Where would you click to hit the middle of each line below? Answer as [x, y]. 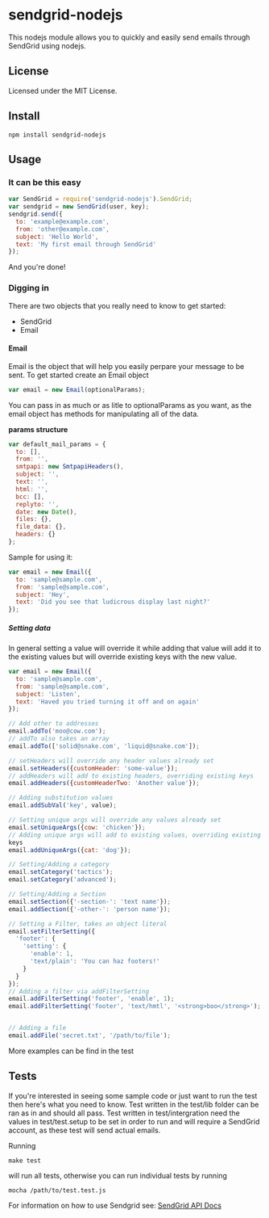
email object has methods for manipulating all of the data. [104, 414]
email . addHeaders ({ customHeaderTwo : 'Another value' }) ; [104, 783]
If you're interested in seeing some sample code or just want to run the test [133, 1095]
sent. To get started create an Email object [79, 375]
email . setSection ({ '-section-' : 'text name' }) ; [90, 901]
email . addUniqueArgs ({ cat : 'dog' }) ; [70, 850]
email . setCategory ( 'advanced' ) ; [62, 880]
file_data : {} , [41, 527]
